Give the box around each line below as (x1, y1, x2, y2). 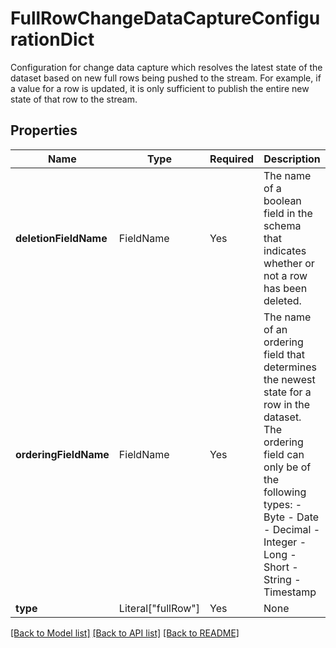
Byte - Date (263, 510, 320, 524)
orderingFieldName (15, 447, 110, 461)
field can (263, 447, 305, 461)
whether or (263, 256, 315, 270)
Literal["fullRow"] (118, 601, 201, 615)
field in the (263, 206, 313, 220)
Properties (10, 122, 78, 139)
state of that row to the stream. (10, 93, 138, 105)
